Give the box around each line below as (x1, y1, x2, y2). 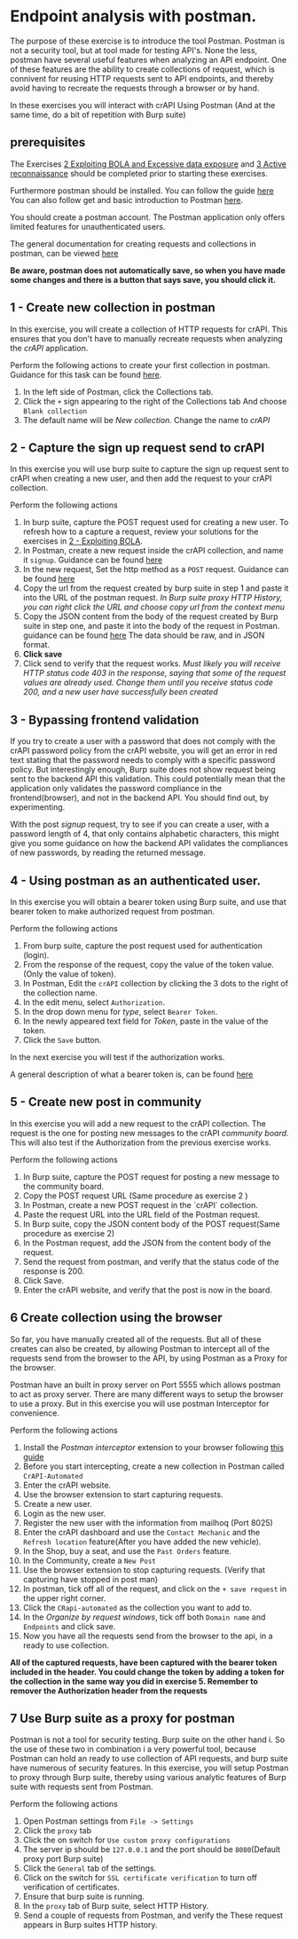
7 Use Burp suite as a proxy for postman (10, 1711, 236, 1726)
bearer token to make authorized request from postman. (10, 907, 216, 916)
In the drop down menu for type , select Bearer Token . (22, 1007, 218, 1017)
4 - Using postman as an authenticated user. (10, 873, 261, 888)
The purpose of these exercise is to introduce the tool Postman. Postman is (10, 35, 286, 46)
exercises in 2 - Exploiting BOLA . (22, 536, 143, 546)
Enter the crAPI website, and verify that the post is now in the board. (22, 1284, 273, 1295)
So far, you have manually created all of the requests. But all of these (10, 1333, 262, 1345)
